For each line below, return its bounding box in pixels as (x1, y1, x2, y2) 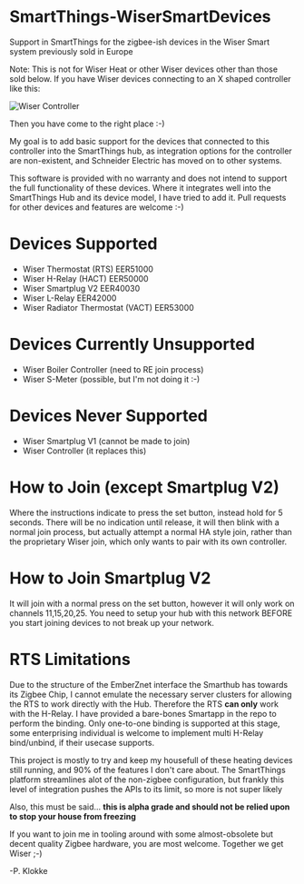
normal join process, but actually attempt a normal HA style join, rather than (9, 526, 292, 537)
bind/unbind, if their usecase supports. (9, 737, 155, 748)
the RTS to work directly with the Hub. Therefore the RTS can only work (9, 698, 279, 710)
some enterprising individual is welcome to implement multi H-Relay (9, 727, 264, 738)
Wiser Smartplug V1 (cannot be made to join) (22, 435, 191, 446)
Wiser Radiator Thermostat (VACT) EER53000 (22, 302, 195, 313)
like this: (9, 83, 41, 94)
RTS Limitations (9, 649, 132, 670)
